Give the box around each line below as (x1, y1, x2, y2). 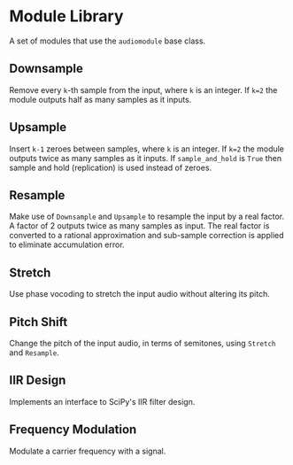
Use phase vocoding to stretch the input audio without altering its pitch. (9, 289, 270, 299)
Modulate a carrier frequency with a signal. (9, 446, 166, 456)
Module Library (9, 6, 124, 27)
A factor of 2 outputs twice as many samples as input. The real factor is (9, 221, 270, 231)
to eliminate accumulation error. (9, 239, 126, 250)
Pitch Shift (9, 314, 68, 329)
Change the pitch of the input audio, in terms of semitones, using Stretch (9, 338, 276, 348)
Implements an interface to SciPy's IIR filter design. (9, 396, 196, 407)
